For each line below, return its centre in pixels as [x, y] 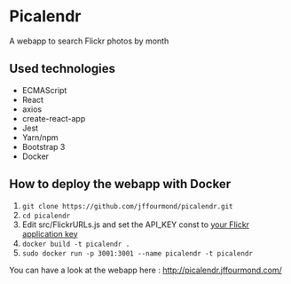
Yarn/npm [40, 137]
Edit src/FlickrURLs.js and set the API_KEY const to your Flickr [136, 225]
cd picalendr [46, 216]
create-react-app [54, 118]
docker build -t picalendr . [76, 244]
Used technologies [63, 69]
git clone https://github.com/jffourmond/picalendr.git [127, 206]
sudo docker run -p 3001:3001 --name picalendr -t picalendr [138, 253]
